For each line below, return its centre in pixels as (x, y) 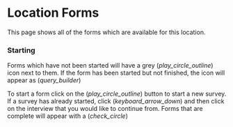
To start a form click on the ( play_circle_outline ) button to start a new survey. (117, 94)
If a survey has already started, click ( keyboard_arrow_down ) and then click (116, 101)
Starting (22, 50)
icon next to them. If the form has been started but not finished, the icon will (116, 73)
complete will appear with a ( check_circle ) (68, 116)
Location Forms (53, 13)
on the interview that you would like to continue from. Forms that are (105, 109)
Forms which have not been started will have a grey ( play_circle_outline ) (110, 66)
